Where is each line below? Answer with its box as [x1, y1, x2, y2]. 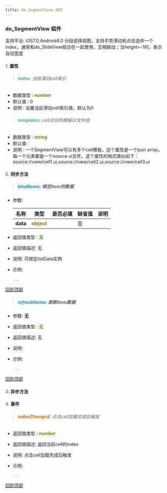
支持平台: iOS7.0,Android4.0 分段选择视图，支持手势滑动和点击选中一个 [5, 38, 154, 44]
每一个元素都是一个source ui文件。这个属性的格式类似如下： [12, 153, 139, 159]
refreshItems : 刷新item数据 [17, 299, 76, 305]
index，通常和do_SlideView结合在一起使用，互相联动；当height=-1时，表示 [5, 44, 162, 50]
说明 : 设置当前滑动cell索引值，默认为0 [12, 104, 94, 111]
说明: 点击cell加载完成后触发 [12, 452, 72, 458]
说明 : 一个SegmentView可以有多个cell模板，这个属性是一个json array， [12, 147, 163, 153]
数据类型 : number [12, 92, 52, 98]
